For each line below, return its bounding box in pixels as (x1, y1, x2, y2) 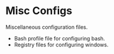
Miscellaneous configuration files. (5, 23, 88, 31)
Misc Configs (5, 4, 73, 18)
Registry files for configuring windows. (14, 41, 109, 48)
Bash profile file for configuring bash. (14, 35, 105, 42)
